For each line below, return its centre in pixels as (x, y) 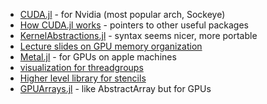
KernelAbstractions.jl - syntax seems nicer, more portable (138, 35)
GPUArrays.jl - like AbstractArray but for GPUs (115, 88)
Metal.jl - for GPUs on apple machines (98, 57)
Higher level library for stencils (83, 78)
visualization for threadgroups (81, 67)
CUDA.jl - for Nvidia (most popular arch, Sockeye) (122, 14)
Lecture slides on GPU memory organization (111, 46)
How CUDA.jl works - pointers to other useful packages (134, 25)
